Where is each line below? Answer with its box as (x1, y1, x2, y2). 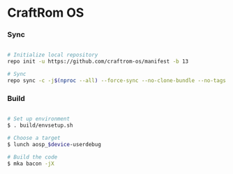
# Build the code (7, 153, 58, 161)
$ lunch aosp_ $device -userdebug (7, 141, 101, 148)
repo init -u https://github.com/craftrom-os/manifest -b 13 (7, 58, 189, 65)
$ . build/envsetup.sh (7, 122, 73, 129)
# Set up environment (7, 116, 70, 122)
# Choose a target (7, 134, 61, 142)
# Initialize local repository (7, 52, 98, 58)
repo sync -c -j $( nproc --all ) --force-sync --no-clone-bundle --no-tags (7, 77, 227, 84)
